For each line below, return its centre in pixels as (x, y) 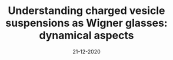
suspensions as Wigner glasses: (86, 23)
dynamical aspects (86, 36)
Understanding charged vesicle (86, 11)
